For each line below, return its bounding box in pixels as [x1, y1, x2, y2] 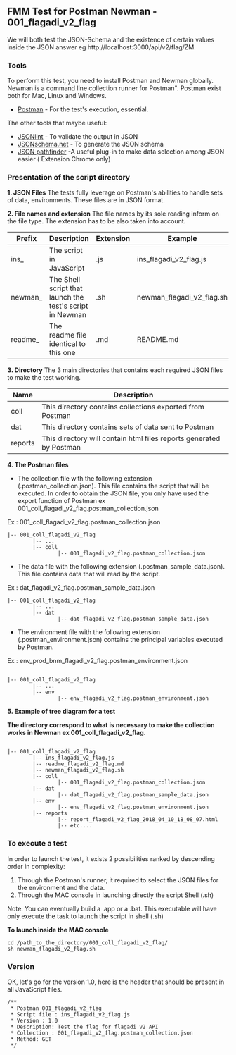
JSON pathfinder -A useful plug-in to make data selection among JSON [17, 147, 225, 156]
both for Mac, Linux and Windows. [7, 92, 107, 100]
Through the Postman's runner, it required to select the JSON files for [17, 875, 219, 884]
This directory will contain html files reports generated [41, 433, 221, 443]
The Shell [48, 275, 81, 285]
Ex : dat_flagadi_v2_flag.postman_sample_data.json [7, 584, 155, 592]
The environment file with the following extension [17, 628, 161, 636]
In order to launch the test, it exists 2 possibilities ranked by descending [7, 854, 216, 863]
